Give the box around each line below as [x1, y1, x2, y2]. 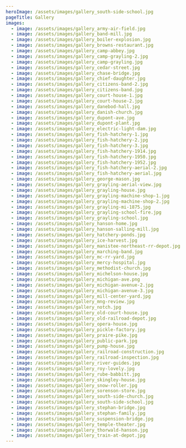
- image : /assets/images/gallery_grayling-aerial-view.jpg [11, 182, 162, 188]
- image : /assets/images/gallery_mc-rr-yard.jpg [11, 254, 135, 260]
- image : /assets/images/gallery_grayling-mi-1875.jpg [11, 204, 151, 210]
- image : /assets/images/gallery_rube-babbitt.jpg [11, 371, 140, 377]
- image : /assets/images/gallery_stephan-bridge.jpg [11, 405, 146, 411]
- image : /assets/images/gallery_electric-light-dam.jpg [11, 126, 157, 132]
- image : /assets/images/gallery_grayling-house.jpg [11, 187, 146, 193]
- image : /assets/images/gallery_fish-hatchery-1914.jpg [11, 148, 157, 154]
